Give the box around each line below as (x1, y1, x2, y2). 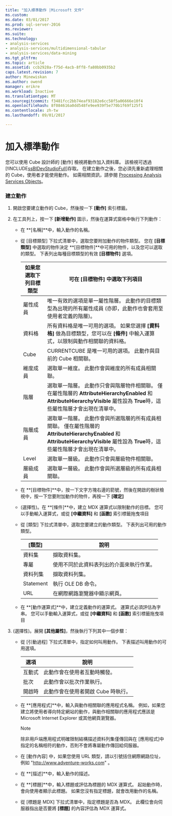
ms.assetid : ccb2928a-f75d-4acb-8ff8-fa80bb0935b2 (5, 65, 116, 70)
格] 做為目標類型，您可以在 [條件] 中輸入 (47, 330, 145, 337)
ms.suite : (5, 31, 27, 37)
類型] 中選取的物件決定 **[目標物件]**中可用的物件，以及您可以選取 (20, 244, 163, 250)
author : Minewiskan (5, 75, 47, 80)
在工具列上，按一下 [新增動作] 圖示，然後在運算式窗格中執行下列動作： (12, 216, 163, 222)
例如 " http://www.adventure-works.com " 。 (20, 759, 113, 766)
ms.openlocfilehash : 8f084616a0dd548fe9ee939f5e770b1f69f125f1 (5, 103, 143, 108)
